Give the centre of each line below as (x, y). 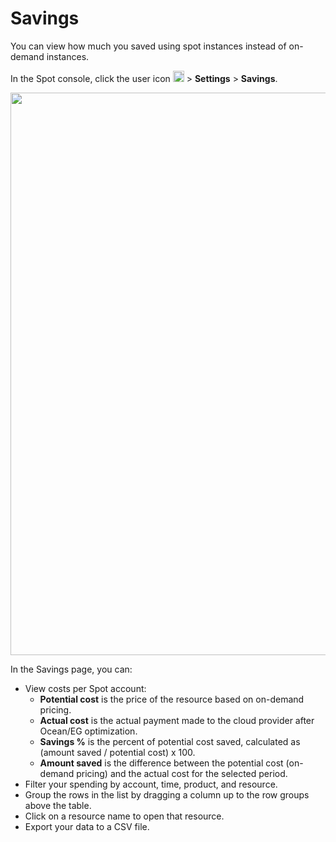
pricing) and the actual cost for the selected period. (182, 773)
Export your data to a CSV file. (87, 826)
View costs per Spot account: (85, 688)
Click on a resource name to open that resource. (124, 816)
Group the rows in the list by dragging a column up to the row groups (167, 794)
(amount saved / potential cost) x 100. (117, 752)
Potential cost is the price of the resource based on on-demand (172, 699)
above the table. (58, 805)
